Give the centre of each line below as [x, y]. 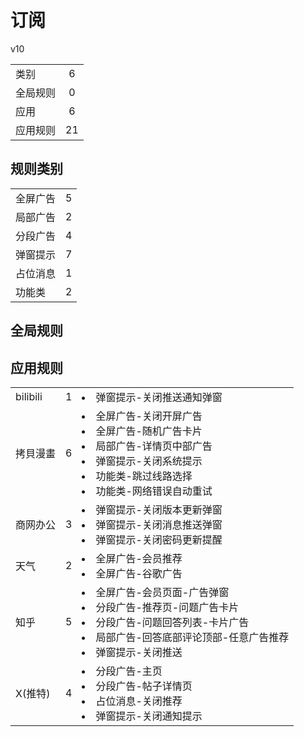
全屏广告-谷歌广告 [139, 573]
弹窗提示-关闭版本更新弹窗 [159, 509]
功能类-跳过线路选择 [144, 476]
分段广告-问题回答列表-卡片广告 [172, 622]
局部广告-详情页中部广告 [154, 446]
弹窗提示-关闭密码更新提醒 [159, 539]
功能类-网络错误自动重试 [154, 491]
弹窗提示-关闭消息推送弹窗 [159, 524]
